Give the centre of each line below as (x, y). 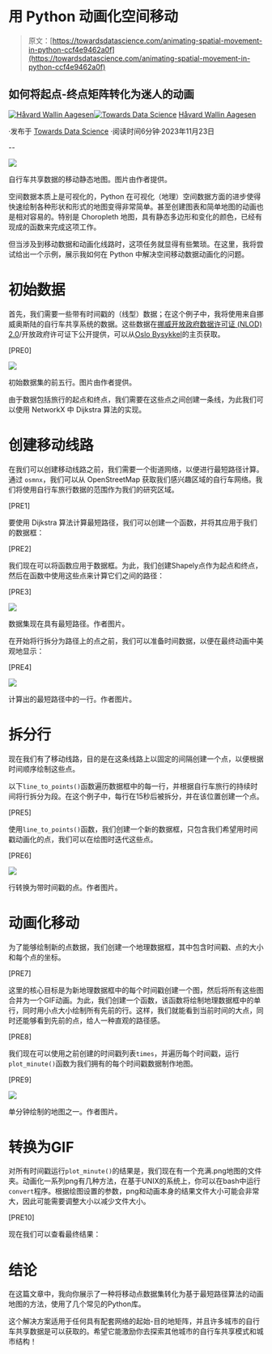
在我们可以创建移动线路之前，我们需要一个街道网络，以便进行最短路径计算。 (136, 469)
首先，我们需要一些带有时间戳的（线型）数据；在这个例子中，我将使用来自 (132, 313)
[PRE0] (20, 350)
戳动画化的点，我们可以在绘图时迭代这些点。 (83, 839)
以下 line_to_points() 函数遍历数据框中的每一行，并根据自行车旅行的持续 (130, 786)
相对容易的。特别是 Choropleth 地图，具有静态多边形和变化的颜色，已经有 (139, 216)
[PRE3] (20, 591)
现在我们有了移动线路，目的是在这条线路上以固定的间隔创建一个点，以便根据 (136, 759)
